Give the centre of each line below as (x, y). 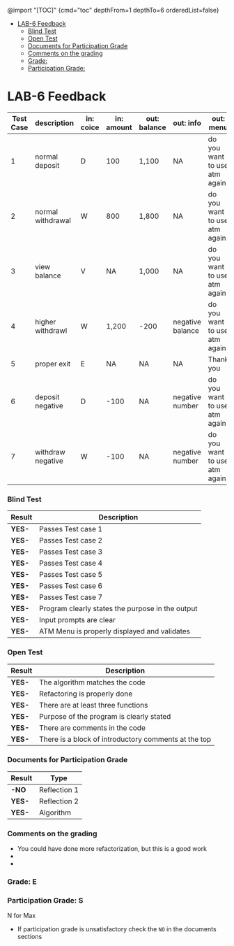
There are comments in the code (93, 728)
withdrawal (53, 220)
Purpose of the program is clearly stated (105, 716)
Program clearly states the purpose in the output (118, 609)
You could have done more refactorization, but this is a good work (112, 849)
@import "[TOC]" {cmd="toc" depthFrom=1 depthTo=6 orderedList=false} (113, 10)
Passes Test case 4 (71, 564)
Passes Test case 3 (71, 552)
